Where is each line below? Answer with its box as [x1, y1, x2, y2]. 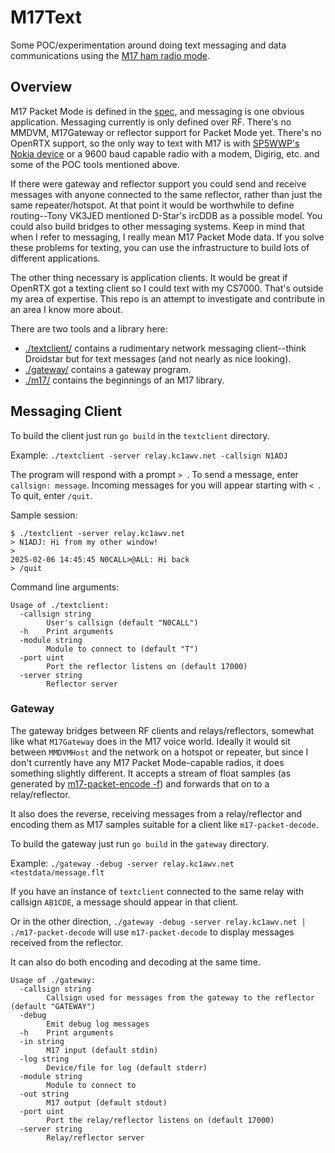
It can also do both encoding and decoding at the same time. [10, 956, 261, 968]
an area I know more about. [10, 303, 123, 315]
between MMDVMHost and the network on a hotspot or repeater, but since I [10, 746, 309, 758]
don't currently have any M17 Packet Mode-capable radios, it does [10, 756, 285, 768]
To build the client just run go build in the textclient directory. [10, 429, 270, 441]
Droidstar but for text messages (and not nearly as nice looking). [24, 352, 292, 365]
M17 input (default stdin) [46, 1045, 159, 1055]
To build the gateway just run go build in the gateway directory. [10, 837, 270, 850]
